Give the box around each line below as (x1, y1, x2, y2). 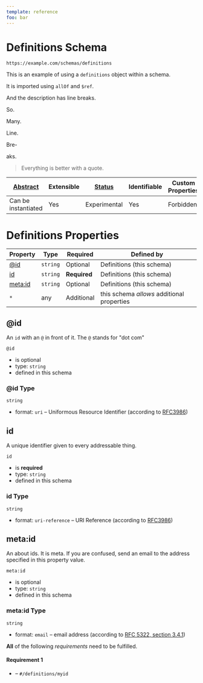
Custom (172, 179, 195, 187)
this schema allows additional (100, 290, 184, 298)
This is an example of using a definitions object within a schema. (6, 71, 171, 79)
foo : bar (6, 14, 28, 21)
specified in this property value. (6, 556, 86, 563)
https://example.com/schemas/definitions (6, 60, 112, 66)
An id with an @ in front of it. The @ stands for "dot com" (6, 334, 145, 341)
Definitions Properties (6, 228, 120, 242)
